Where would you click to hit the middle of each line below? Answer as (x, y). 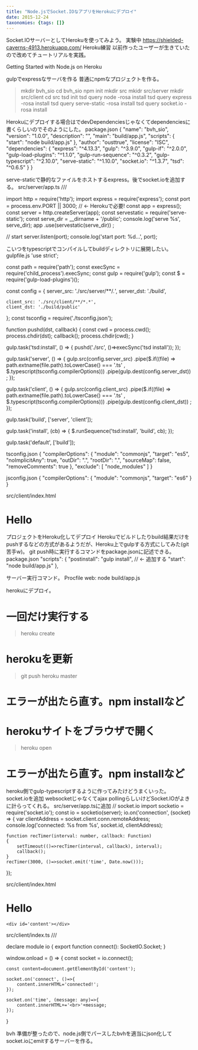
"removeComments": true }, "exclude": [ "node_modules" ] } (79, 467)
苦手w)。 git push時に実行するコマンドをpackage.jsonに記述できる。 (90, 552)
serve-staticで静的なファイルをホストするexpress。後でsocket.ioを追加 (93, 180)
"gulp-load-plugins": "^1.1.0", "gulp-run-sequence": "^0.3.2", (79, 155)
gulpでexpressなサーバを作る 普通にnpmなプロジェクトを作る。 (84, 79)
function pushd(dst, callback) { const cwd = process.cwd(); (79, 330)
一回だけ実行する (48, 617)
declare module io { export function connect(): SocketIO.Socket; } (86, 947)
